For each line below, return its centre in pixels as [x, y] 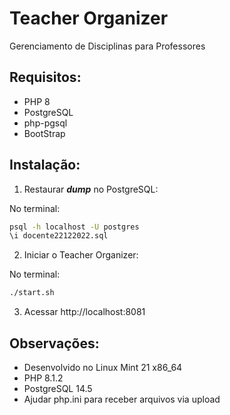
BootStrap [44, 133]
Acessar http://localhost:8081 [84, 312]
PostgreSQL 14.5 [58, 388]
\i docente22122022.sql [59, 236]
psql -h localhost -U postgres [74, 227]
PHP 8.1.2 [43, 378]
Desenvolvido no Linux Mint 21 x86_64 [103, 367]
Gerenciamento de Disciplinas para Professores [107, 46]
